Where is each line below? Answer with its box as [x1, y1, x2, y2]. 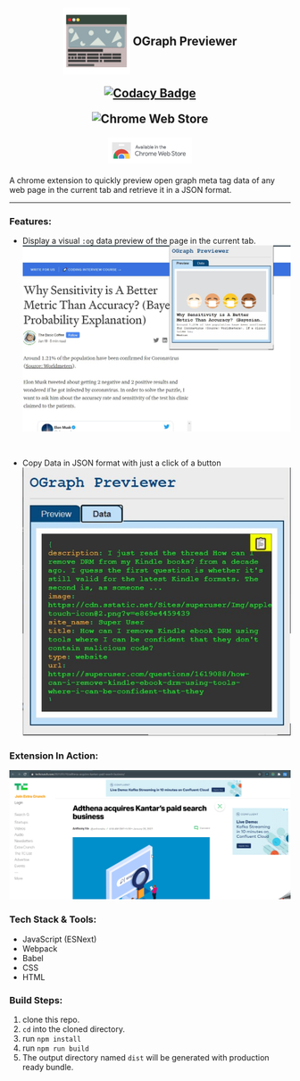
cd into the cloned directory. [21, 1023, 125, 1035]
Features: [9, 215, 52, 228]
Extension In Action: [9, 750, 99, 762]
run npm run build [21, 1043, 89, 1053]
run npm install [21, 1033, 82, 1043]
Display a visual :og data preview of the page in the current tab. [21, 236, 256, 247]
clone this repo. [21, 1014, 80, 1025]
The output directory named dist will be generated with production [21, 1052, 270, 1062]
